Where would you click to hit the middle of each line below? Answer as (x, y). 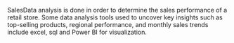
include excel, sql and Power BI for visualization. (77, 32)
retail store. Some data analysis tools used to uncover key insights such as (115, 17)
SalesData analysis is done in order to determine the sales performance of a (117, 10)
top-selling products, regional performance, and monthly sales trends (108, 25)
